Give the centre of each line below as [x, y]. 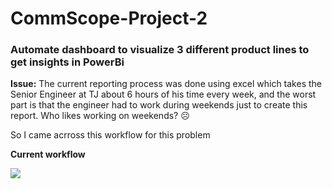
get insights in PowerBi [67, 62]
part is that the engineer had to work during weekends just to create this [159, 105]
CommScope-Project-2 [109, 18]
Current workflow [48, 154]
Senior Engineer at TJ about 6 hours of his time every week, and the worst [163, 94]
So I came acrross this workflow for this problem [110, 135]
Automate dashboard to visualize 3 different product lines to [160, 50]
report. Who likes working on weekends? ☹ [100, 116]
